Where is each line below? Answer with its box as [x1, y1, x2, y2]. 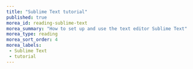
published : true [6, 14, 47, 20]
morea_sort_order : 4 [6, 37, 59, 43]
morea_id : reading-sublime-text [6, 20, 87, 26]
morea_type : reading [6, 31, 59, 37]
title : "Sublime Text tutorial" [6, 8, 87, 15]
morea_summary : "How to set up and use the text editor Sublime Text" [6, 25, 188, 32]
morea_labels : [6, 43, 42, 49]
